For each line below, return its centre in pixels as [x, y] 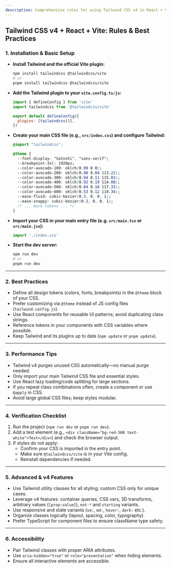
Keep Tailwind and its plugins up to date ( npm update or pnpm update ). [85, 336]
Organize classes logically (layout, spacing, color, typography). [79, 515]
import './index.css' [35, 235]
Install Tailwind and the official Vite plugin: [59, 64]
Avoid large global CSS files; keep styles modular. [65, 398]
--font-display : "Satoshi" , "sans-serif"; [63, 159]
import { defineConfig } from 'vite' [53, 102]
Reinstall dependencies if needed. [56, 459]
